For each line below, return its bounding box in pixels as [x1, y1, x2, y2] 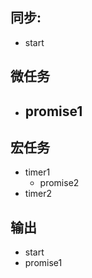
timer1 [24, 166, 51, 178]
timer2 [24, 188, 53, 200]
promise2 [39, 177, 80, 189]
